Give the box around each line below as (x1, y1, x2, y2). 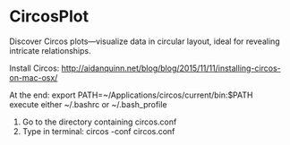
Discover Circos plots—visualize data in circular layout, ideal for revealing (9, 36, 280, 47)
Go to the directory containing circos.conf (21, 116, 177, 127)
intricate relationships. (9, 45, 91, 55)
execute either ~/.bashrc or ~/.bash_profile (9, 98, 167, 109)
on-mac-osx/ (9, 72, 58, 82)
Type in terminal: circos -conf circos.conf (21, 125, 175, 136)
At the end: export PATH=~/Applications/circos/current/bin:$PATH (9, 90, 253, 100)
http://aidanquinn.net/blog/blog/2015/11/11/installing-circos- (61, 63, 281, 73)
